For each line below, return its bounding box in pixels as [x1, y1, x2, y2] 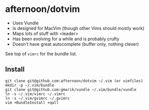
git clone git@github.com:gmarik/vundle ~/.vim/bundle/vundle [5, 87, 137, 92]
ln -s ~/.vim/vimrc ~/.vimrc [5, 91, 66, 97]
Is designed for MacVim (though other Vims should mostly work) [12, 25, 145, 31]
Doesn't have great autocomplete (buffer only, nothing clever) [12, 41, 139, 47]
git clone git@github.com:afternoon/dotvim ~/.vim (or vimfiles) [5, 78, 143, 83]
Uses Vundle [12, 20, 39, 26]
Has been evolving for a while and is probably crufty [12, 36, 120, 42]
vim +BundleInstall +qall [5, 100, 59, 105]
